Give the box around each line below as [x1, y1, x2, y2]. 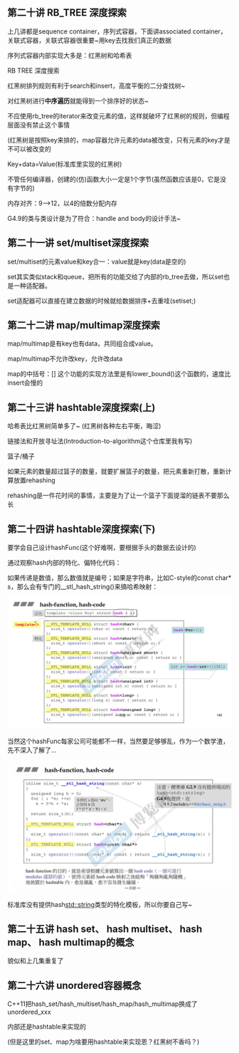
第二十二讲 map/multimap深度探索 [7, 319, 160, 331]
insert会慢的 [7, 378, 43, 387]
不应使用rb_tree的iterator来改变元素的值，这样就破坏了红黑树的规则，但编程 [7, 111, 230, 120]
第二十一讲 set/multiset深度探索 [7, 237, 149, 249]
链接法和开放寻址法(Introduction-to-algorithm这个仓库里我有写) [7, 437, 193, 445]
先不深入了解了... [7, 746, 57, 754]
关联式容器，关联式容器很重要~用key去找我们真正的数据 [7, 36, 172, 44]
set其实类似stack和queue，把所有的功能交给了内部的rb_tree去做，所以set [7, 272, 224, 281]
